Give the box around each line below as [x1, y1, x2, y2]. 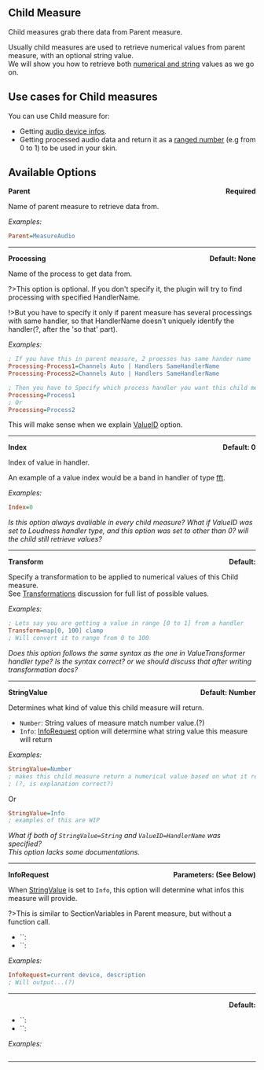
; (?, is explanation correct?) [8, 780, 114, 788]
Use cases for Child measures [8, 90, 159, 104]
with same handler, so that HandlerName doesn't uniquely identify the [8, 316, 235, 325]
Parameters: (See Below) [172, 870, 256, 880]
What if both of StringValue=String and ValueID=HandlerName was [8, 831, 222, 840]
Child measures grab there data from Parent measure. [8, 27, 183, 36]
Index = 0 [8, 503, 34, 512]
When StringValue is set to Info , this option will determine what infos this [8, 885, 244, 895]
